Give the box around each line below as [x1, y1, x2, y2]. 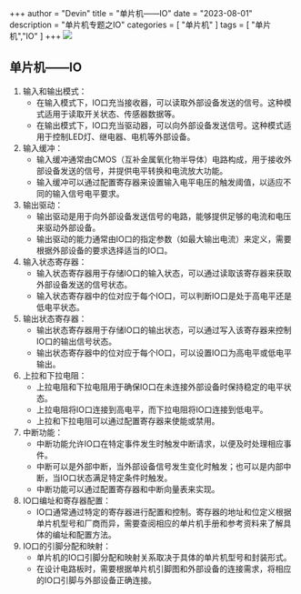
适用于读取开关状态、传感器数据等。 [44, 108, 180, 119]
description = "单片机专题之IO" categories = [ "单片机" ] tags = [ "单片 [9, 19, 272, 30]
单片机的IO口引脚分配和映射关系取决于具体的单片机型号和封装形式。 [35, 551, 293, 562]
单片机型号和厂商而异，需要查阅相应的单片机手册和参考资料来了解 [35, 518, 284, 529]
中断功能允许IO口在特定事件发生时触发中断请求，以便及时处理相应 [35, 438, 285, 448]
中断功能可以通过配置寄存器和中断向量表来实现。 [35, 483, 220, 494]
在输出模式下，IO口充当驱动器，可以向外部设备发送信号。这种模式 [35, 119, 285, 130]
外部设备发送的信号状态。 [35, 278, 133, 289]
